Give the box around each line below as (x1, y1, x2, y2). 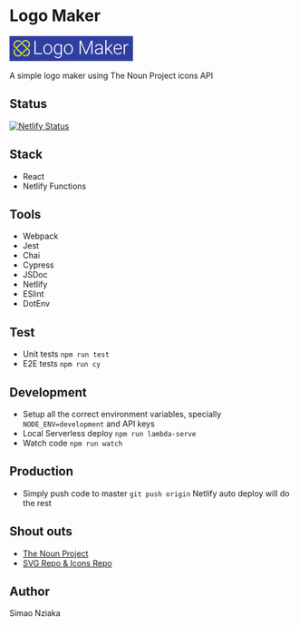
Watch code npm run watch (22, 437, 123, 448)
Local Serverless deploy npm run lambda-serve (22, 428, 197, 438)
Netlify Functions (22, 181, 87, 191)
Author (9, 584, 50, 600)
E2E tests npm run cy (22, 358, 101, 369)
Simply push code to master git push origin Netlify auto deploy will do (22, 487, 290, 499)
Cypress (22, 259, 54, 270)
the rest (22, 497, 52, 508)
